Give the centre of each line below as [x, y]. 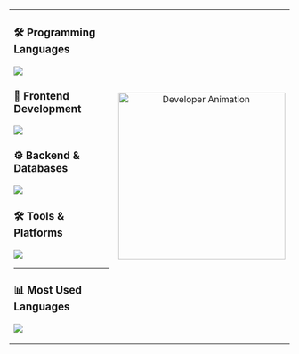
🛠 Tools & [39, 216]
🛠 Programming [55, 33]
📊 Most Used [48, 290]
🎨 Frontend [41, 96]
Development [48, 109]
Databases [41, 169]
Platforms [39, 233]
